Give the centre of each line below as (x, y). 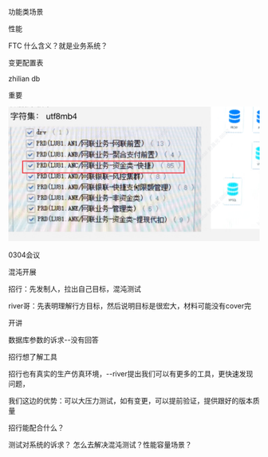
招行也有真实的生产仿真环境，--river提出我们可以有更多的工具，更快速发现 (131, 373)
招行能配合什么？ (36, 427)
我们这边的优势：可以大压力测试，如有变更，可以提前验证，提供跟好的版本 (130, 400)
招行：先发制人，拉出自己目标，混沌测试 (75, 288)
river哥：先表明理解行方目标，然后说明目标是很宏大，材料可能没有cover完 (130, 305)
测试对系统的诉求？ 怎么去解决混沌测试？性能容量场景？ (100, 444)
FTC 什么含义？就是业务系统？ (58, 46)
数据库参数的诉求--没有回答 (53, 340)
